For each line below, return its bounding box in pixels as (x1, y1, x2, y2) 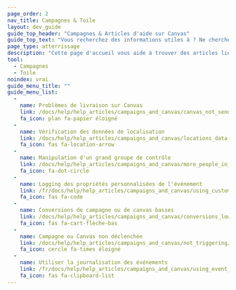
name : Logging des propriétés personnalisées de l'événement (20, 180, 202, 187)
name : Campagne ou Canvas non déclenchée (20, 233, 143, 240)
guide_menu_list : (7, 89, 58, 96)
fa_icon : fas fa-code (20, 194, 83, 201)
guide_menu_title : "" (7, 82, 71, 89)
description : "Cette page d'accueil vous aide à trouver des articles (7, 50, 218, 57)
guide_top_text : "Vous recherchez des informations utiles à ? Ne (7, 37, 206, 44)
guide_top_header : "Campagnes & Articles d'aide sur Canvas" (7, 30, 190, 37)
